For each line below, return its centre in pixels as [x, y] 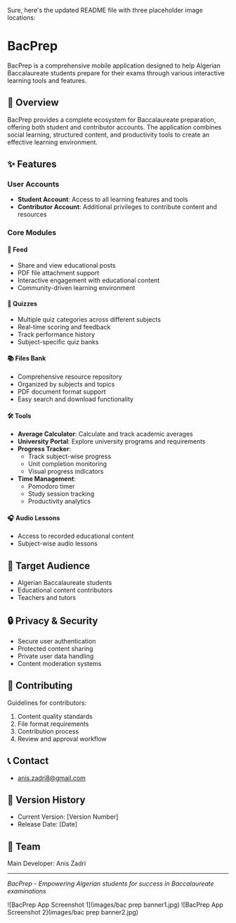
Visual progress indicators [66, 472]
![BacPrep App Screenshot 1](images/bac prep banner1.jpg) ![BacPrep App [115, 905]
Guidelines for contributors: [47, 703]
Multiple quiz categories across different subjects [89, 319]
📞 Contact [28, 761]
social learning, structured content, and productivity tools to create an [109, 134]
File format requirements [53, 724]
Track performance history [56, 334]
